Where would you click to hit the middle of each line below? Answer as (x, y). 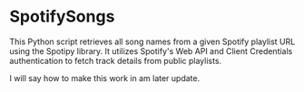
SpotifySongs (62, 17)
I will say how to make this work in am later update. (105, 78)
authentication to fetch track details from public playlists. (116, 60)
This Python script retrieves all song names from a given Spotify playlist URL (152, 41)
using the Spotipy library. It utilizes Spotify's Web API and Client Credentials (151, 51)
